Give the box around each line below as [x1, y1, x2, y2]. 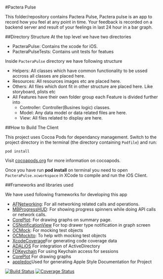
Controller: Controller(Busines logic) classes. [19, 105, 111, 110]
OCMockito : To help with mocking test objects [12, 233, 107, 239]
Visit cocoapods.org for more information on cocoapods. [5, 158, 121, 163]
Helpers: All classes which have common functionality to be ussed [12, 68, 148, 74]
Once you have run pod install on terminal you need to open [5, 167, 128, 173]
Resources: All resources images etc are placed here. [12, 79, 121, 84]
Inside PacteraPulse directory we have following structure [5, 58, 122, 64]
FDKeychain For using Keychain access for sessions [12, 248, 119, 254]
